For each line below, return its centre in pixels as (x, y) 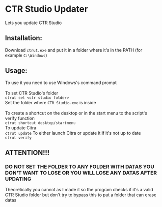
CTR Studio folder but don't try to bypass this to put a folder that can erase (81, 195)
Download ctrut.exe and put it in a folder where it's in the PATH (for (74, 50)
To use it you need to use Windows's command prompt (61, 83)
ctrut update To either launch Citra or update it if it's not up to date (73, 133)
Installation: (24, 38)
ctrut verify (18, 138)
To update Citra (21, 128)
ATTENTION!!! (27, 153)
